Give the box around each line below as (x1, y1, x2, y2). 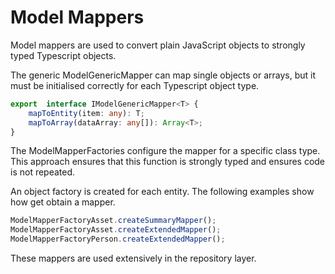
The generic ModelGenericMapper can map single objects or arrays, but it (10, 69, 317, 81)
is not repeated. (10, 166, 76, 178)
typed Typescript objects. (10, 49, 117, 61)
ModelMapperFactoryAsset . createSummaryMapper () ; (10, 216, 217, 226)
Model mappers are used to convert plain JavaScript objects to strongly (10, 39, 306, 51)
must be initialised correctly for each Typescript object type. (10, 79, 260, 91)
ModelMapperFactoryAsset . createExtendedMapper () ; (10, 225, 222, 235)
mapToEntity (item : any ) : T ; (28, 108, 145, 118)
